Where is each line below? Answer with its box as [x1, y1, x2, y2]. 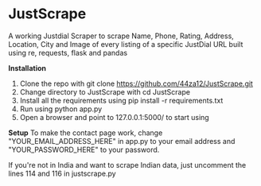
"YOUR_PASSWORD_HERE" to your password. [8, 145, 160, 154]
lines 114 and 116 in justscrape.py [8, 169, 117, 178]
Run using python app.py [19, 104, 103, 114]
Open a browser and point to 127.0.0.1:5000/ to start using [19, 112, 209, 122]
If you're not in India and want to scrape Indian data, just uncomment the [8, 160, 247, 169]
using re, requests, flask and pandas [8, 48, 128, 57]
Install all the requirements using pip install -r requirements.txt [19, 95, 224, 105]
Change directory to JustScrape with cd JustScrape [19, 87, 191, 96]
